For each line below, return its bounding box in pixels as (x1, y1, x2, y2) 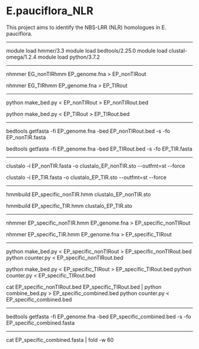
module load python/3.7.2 (37, 53, 100, 60)
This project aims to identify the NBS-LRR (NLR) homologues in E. (6, 24, 167, 31)
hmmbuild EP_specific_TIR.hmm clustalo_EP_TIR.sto (6, 202, 133, 209)
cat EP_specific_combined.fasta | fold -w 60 (6, 336, 114, 343)
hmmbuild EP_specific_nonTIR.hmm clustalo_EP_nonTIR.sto (6, 191, 151, 198)
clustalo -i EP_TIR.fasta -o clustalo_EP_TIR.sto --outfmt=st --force (6, 174, 167, 181)
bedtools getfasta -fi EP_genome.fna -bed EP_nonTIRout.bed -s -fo (6, 127, 171, 135)
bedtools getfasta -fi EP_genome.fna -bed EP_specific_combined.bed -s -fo (6, 313, 191, 320)
